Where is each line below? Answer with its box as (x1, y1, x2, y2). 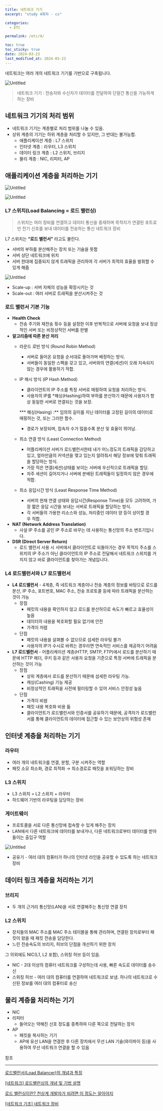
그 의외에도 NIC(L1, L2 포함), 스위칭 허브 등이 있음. (5, 952, 100, 958)
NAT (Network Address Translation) (12, 521, 86, 527)
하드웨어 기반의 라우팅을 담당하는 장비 (12, 797, 84, 803)
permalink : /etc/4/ (5, 34, 45, 39)
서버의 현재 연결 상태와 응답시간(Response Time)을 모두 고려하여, (26, 498, 151, 503)
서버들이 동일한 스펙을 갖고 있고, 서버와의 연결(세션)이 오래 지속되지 (26, 360, 154, 365)
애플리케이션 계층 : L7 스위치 (19, 137, 74, 144)
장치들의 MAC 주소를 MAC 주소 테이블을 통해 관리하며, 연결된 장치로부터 (12, 929, 149, 935)
